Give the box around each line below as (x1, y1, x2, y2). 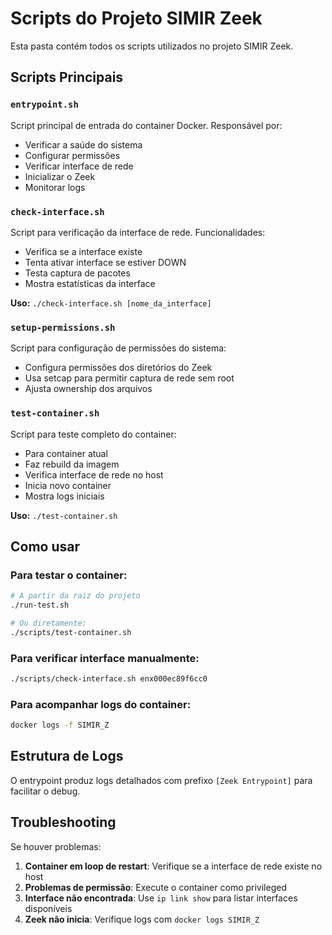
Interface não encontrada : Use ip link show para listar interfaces (24, 892, 298, 904)
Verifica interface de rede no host (24, 468, 164, 481)
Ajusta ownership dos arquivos (24, 383, 153, 395)
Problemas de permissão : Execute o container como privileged (24, 881, 287, 893)
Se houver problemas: (10, 840, 102, 852)
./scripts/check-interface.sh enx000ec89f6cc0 (10, 674, 208, 684)
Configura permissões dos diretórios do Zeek (24, 362, 213, 374)
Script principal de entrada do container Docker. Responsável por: (10, 119, 283, 131)
